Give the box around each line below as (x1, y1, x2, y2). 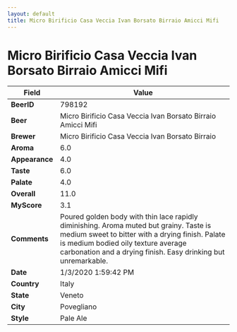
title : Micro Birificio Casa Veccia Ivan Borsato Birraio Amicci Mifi (7, 17, 219, 24)
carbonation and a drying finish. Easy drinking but (59, 247, 225, 257)
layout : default (7, 10, 55, 18)
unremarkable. (59, 256, 108, 266)
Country (11, 279, 39, 289)
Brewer (11, 131, 36, 141)
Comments (11, 234, 49, 244)
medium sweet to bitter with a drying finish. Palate (59, 230, 226, 239)
